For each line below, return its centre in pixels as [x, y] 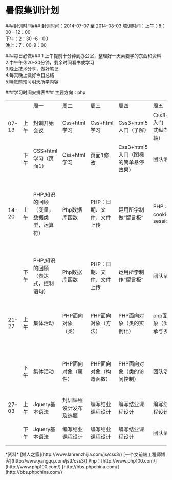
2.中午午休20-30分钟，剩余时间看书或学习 [50, 62]
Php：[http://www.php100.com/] [123, 460]
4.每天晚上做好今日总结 [30, 75]
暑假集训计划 [33, 11]
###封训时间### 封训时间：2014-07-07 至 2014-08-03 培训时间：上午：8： [86, 26]
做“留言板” [131, 217]
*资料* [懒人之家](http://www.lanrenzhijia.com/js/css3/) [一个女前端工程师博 [85, 454]
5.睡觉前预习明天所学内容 [32, 81]
